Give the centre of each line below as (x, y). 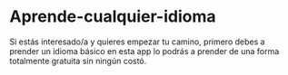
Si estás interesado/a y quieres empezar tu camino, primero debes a (137, 42)
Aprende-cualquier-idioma (113, 17)
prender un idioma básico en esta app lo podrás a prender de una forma (144, 51)
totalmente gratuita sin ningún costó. (78, 61)
